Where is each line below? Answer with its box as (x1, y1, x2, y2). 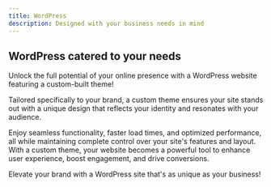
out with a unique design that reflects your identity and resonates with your (8, 104, 259, 113)
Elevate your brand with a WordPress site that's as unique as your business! (8, 169, 261, 179)
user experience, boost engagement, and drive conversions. (8, 154, 210, 164)
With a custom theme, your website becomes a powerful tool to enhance (8, 145, 251, 155)
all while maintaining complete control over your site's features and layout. (8, 137, 256, 147)
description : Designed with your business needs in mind (8, 19, 205, 28)
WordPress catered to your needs (8, 49, 182, 63)
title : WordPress (8, 11, 67, 20)
